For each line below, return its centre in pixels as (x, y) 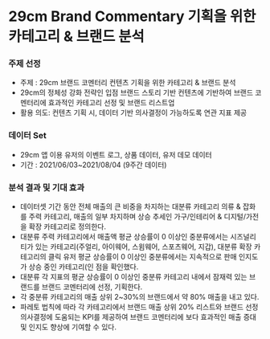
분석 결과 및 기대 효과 (46, 187)
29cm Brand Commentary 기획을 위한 (132, 16)
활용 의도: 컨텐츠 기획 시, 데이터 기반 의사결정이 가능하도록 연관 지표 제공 (133, 112)
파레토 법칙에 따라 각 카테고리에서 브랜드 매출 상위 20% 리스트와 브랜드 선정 (139, 307)
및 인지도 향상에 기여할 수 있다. (68, 327)
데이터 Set (27, 136)
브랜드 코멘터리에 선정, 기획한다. (92, 287)
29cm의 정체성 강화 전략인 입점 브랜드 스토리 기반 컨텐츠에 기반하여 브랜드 (137, 92)
